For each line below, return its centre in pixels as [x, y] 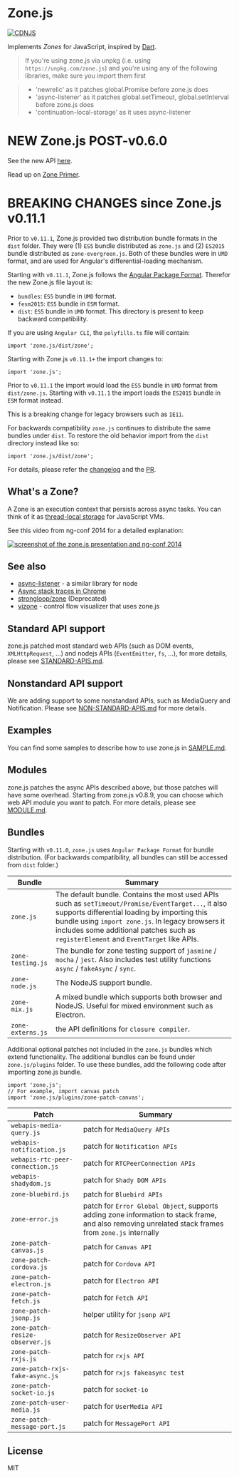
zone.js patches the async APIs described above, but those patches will [113, 787]
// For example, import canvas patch [63, 1091]
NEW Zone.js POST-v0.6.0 [87, 141]
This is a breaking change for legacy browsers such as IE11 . [96, 414]
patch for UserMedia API [123, 1406]
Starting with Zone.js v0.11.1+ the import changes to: [85, 358]
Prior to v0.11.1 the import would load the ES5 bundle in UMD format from [113, 385]
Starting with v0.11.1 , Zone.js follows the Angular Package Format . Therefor [119, 274]
